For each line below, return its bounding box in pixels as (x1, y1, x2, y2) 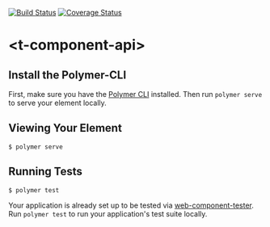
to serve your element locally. (8, 98, 107, 107)
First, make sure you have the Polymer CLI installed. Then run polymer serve (8, 90, 263, 99)
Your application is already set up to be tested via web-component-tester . (8, 200, 255, 210)
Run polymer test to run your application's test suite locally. (8, 208, 208, 218)
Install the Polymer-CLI (8, 68, 127, 82)
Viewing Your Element (8, 121, 123, 135)
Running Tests (8, 165, 82, 179)
